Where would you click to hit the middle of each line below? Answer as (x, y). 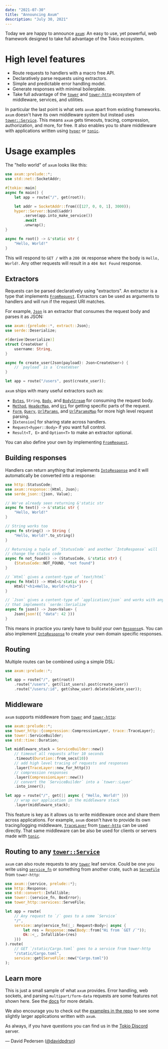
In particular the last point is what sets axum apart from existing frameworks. (83, 110)
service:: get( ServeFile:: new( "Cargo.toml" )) (61, 958)
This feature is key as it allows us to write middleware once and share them (82, 814)
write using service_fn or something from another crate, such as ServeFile (82, 869)
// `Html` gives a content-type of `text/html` (56, 577)
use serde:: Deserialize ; (31, 331)
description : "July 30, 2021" (37, 19)
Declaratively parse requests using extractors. (60, 78)
